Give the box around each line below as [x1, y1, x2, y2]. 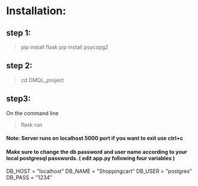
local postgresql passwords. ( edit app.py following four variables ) [6, 155, 175, 162]
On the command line [6, 109, 59, 116]
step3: [6, 94, 31, 104]
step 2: [6, 61, 33, 71]
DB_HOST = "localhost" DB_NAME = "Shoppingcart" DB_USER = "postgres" [6, 168, 192, 175]
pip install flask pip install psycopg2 [20, 43, 109, 51]
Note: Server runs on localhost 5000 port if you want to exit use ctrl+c [6, 135, 183, 142]
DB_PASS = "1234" [6, 174, 52, 181]
